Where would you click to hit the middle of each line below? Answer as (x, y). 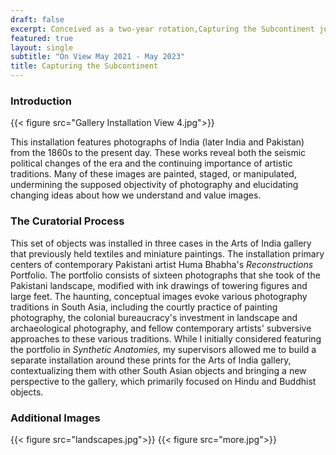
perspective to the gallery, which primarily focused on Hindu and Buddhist (163, 381)
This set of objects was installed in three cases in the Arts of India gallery (161, 243)
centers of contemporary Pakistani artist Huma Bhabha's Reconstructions (162, 264)
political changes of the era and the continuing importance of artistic (151, 163)
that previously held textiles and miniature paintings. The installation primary (167, 253)
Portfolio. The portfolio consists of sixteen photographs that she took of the (165, 275)
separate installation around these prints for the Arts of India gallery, (151, 360)
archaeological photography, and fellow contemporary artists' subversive (161, 328)
